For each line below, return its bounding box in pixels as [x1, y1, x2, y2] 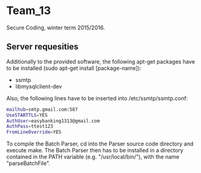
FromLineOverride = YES [6, 129, 62, 135]
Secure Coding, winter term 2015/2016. [6, 24, 105, 31]
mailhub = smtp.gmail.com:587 [6, 106, 78, 112]
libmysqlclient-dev [15, 83, 63, 90]
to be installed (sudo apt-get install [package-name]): [6, 64, 142, 72]
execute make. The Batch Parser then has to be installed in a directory [6, 147, 184, 154]
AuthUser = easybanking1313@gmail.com [6, 117, 100, 124]
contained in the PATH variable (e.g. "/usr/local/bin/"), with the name [6, 153, 180, 161]
